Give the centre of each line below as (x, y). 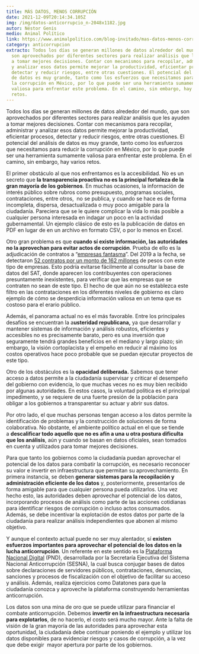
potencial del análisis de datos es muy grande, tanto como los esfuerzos (94, 142)
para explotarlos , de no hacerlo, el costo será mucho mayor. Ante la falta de (99, 619)
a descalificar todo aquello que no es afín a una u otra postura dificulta (95, 433)
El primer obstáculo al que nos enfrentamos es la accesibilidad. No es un (95, 173)
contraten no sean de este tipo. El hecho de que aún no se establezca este (97, 285)
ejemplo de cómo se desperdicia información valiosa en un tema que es (94, 298)
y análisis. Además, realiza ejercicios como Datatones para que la (86, 583)
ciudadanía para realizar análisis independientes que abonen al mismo (92, 520)
